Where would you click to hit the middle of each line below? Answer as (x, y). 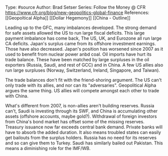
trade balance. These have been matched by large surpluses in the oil (77, 59)
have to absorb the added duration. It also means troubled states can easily (83, 132)
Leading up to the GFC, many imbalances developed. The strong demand (81, 28)
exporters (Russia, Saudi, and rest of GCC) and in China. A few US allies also (84, 65)
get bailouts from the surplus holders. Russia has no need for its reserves (81, 138)
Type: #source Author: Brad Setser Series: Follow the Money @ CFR (75, 7)
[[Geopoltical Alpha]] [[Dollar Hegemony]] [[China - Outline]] (68, 18)
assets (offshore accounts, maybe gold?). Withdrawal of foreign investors (81, 116)
